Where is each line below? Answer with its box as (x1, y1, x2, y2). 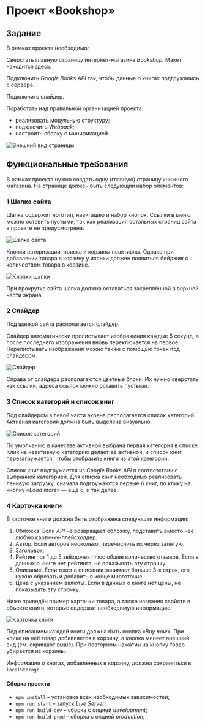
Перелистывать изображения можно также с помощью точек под (6, 346, 181, 353)
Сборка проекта (6, 679, 50, 687)
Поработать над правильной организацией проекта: (6, 105, 144, 112)
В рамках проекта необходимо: (6, 44, 89, 51)
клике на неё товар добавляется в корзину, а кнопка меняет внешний (6, 635, 190, 641)
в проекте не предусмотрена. (6, 224, 84, 232)
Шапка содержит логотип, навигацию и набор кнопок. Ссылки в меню (6, 211, 191, 219)
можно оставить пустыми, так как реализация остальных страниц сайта (6, 218, 197, 225)
